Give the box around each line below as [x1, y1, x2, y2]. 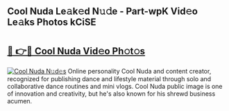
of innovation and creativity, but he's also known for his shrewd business [7, 89, 216, 98]
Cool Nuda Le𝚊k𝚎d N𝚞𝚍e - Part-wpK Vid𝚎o [7, 6, 198, 17]
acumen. [7, 97, 33, 105]
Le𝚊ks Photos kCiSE [7, 17, 96, 28]
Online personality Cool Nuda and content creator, [67, 67, 212, 75]
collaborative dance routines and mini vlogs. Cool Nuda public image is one [7, 83, 223, 90]
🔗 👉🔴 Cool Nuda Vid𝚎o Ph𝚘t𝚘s [7, 45, 146, 57]
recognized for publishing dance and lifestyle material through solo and [7, 75, 212, 83]
